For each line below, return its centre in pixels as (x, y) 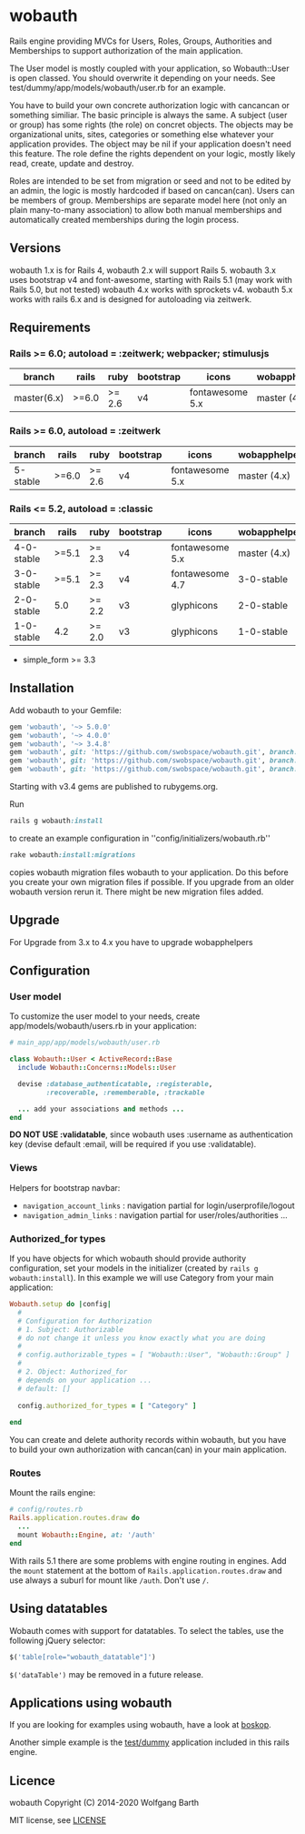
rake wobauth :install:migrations (73, 855)
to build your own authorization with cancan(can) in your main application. (148, 1450)
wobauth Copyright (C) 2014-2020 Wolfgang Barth (104, 1803)
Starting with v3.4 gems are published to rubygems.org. (114, 787)
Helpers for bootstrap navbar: (65, 1187)
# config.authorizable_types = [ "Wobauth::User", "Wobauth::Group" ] (154, 1355)
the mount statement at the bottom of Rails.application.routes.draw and (146, 1570)
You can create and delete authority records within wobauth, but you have (148, 1440)
